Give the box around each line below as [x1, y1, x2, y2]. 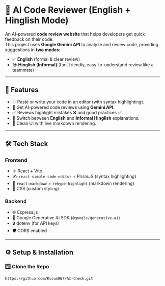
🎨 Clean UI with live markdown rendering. [12, 120, 97, 126]
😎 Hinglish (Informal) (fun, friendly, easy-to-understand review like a [12, 61, 154, 68]
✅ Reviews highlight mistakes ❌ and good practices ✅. [12, 109, 123, 115]
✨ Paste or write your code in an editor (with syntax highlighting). [12, 99, 145, 104]
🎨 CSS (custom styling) [12, 186, 59, 192]
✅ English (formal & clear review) [12, 56, 80, 62]
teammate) [12, 67, 34, 73]
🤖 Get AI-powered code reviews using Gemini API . [12, 104, 115, 110]
